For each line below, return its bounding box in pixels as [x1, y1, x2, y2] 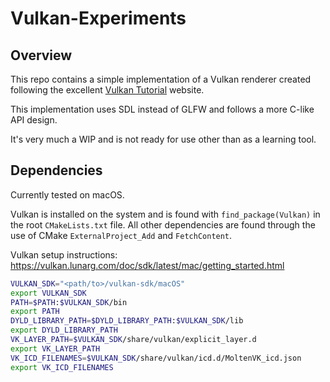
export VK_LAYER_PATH [10, 343, 101, 354]
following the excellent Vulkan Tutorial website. [10, 84, 205, 96]
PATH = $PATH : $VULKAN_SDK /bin [10, 297, 128, 307]
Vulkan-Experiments [10, 7, 187, 30]
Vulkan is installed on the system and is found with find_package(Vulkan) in [10, 208, 321, 220]
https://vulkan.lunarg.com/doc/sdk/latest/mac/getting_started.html [10, 259, 285, 271]
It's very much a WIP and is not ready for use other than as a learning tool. [10, 133, 317, 145]
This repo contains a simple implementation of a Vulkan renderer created [10, 73, 312, 85]
